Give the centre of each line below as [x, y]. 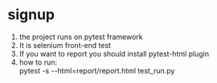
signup [31, 15]
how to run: [38, 62]
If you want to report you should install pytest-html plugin [114, 53]
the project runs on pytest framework [81, 37]
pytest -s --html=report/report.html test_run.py [97, 70]
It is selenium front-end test [65, 45]
